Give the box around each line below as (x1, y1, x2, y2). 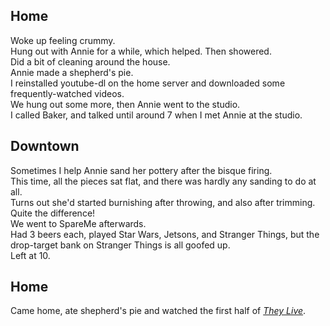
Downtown (10, 138, 80, 155)
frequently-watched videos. (10, 87, 125, 99)
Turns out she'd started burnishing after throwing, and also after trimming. (10, 196, 316, 208)
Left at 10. (10, 249, 51, 261)
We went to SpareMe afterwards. (10, 217, 147, 229)
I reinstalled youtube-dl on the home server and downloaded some (10, 77, 286, 89)
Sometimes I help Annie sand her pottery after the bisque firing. (10, 164, 273, 176)
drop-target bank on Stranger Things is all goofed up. (10, 239, 231, 251)
